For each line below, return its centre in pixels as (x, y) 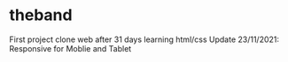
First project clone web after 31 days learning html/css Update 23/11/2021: (144, 39)
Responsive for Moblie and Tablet (70, 48)
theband (41, 15)
